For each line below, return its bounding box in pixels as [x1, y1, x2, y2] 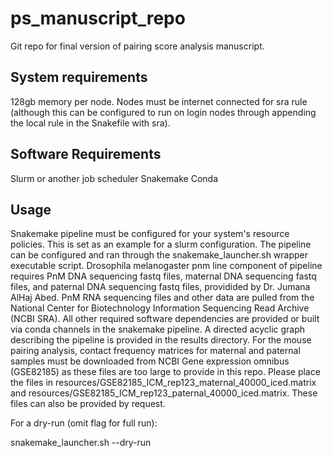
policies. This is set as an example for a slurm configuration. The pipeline [10, 238, 312, 251]
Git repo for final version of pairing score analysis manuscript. [10, 40, 265, 52]
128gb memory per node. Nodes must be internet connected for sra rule [10, 95, 308, 107]
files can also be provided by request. [10, 398, 166, 410]
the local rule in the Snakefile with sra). [10, 117, 171, 129]
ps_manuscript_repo [10, 7, 186, 30]
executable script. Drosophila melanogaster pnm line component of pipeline [10, 260, 323, 272]
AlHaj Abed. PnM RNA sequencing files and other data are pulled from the [10, 292, 315, 304]
